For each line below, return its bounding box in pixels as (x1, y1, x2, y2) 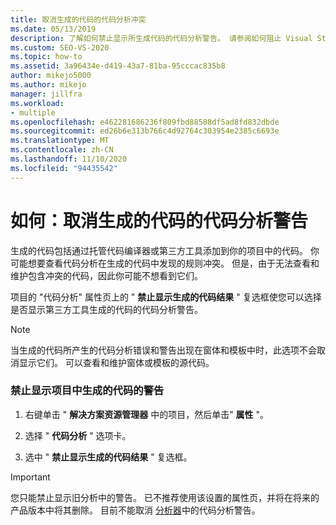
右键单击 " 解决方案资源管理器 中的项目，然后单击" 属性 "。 (24, 408, 270, 420)
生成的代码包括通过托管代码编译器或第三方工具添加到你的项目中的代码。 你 (10, 244, 320, 256)
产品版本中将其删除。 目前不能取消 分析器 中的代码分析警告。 (10, 504, 261, 516)
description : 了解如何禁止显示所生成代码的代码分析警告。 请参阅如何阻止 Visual (10, 33, 313, 43)
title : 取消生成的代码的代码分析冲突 (10, 14, 147, 25)
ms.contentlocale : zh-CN (10, 145, 114, 155)
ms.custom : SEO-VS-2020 (10, 42, 110, 53)
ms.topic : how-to (10, 52, 83, 62)
